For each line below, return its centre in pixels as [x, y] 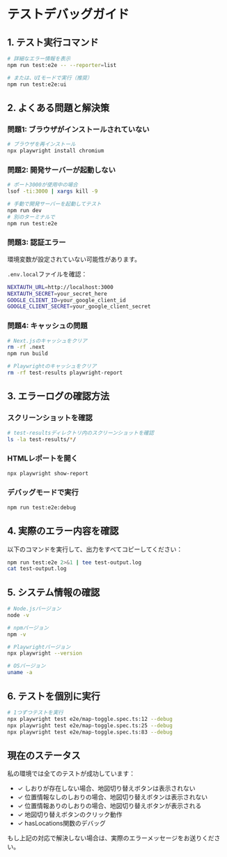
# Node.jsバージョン [34, 609]
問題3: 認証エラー [37, 243]
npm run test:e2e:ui [37, 84]
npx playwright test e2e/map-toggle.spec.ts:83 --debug [90, 732]
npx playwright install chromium [56, 151]
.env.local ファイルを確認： [47, 274]
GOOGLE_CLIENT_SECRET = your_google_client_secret [79, 307]
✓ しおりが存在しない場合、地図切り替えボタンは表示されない [107, 789]
